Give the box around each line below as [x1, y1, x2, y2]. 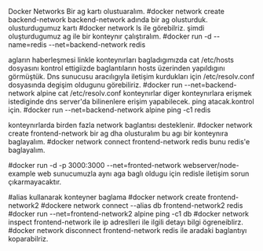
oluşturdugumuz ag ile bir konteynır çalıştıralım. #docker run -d [8, 31, 212, 41]
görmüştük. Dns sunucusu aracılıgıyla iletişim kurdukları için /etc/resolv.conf [8, 72, 255, 81]
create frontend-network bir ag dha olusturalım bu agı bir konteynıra [8, 129, 228, 138]
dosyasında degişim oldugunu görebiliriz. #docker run [8, 80, 183, 89]
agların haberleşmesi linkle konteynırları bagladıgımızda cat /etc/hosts [8, 55, 234, 64]
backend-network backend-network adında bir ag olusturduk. [8, 15, 208, 24]
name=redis [8, 40, 47, 49]
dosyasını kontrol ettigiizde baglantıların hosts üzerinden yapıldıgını [8, 64, 225, 73]
